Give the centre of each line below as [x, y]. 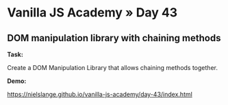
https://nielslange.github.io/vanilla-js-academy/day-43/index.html [100, 94]
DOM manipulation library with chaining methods [114, 38]
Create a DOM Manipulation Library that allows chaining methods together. [112, 68]
